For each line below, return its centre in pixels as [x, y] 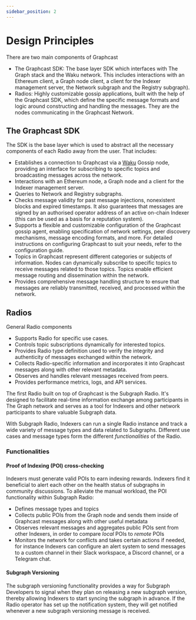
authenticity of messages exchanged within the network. [84, 357]
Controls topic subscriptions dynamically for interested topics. [90, 345]
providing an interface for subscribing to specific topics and [87, 169]
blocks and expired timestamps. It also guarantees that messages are [99, 206]
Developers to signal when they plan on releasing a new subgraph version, [97, 592]
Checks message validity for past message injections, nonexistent [95, 200]
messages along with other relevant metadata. [71, 370]
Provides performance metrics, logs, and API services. [81, 382]
